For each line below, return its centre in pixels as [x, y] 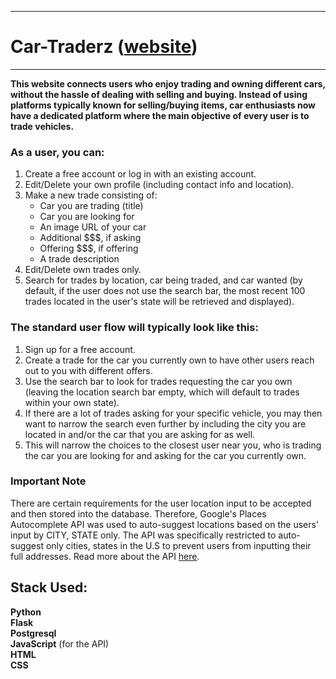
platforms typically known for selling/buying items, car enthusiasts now [163, 105]
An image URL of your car [93, 227]
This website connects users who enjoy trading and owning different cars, [168, 83]
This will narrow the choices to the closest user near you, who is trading [173, 445]
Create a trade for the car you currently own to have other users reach [169, 360]
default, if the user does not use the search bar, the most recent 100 [165, 291]
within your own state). [72, 402]
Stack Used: [49, 587]
